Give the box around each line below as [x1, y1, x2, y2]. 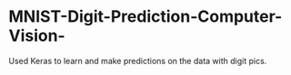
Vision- [8, 25, 65, 46]
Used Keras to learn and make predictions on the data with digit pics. [8, 55, 267, 66]
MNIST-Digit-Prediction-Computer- [8, 6, 283, 27]
